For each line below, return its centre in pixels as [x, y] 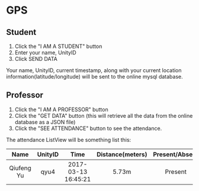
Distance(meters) [122, 154]
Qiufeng [20, 168]
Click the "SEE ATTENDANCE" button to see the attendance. [88, 128]
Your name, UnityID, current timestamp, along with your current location [94, 70]
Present [176, 171]
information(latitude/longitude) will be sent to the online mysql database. [95, 77]
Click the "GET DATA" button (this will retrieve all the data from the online [104, 115]
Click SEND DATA [36, 59]
